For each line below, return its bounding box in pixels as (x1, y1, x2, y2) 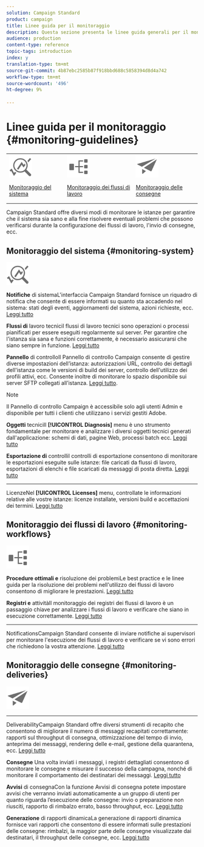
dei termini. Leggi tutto (6, 502, 63, 509)
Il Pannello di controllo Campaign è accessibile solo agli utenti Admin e (6, 403, 183, 410)
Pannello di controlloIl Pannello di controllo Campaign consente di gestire (6, 353, 190, 361)
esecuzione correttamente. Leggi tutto (6, 612, 103, 620)
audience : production (6, 35, 61, 42)
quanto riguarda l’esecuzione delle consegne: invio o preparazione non (6, 796, 184, 803)
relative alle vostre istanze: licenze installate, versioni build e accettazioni (6, 496, 189, 503)
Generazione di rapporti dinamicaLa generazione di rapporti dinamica (6, 814, 182, 821)
